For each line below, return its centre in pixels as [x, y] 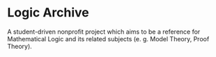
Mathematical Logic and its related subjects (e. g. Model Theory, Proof [108, 38]
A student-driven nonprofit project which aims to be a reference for [104, 32]
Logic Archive [48, 13]
